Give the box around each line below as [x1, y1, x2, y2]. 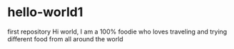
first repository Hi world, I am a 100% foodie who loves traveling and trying [7, 27, 228, 36]
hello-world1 [7, 4, 83, 20]
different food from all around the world [7, 34, 123, 43]
